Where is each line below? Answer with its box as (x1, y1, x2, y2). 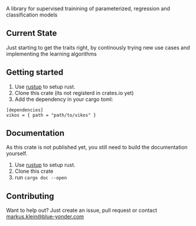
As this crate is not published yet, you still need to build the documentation (6, 144, 188, 151)
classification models (6, 11, 58, 18)
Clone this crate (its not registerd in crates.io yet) (14, 89, 134, 96)
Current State (6, 28, 57, 38)
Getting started (6, 67, 64, 77)
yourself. (6, 150, 28, 157)
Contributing (6, 191, 54, 201)
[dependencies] (6, 107, 44, 113)
